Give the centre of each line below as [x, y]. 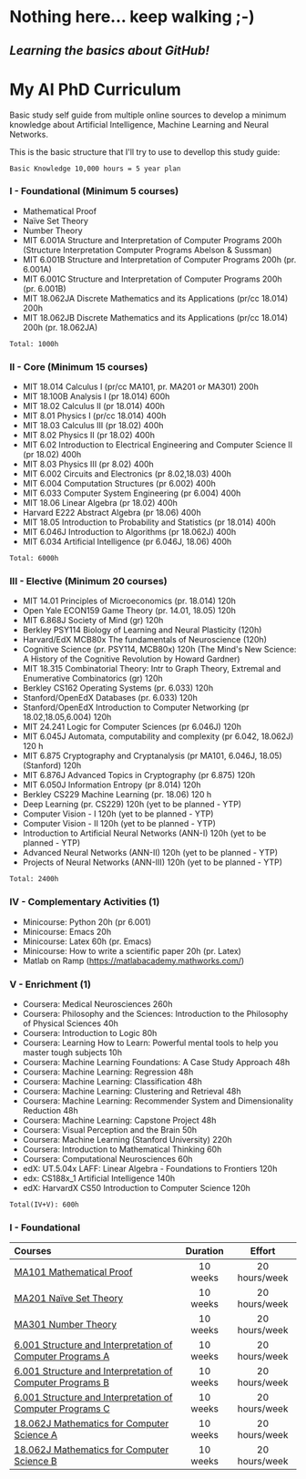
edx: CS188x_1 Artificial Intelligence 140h [99, 1178]
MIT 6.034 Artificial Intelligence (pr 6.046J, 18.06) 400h [127, 542]
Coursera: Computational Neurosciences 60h [107, 1159]
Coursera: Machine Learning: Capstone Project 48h [119, 1120]
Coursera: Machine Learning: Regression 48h [108, 1072]
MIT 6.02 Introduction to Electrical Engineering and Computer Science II [158, 445]
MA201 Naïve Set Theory [69, 1299]
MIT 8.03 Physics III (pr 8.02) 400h [88, 464]
